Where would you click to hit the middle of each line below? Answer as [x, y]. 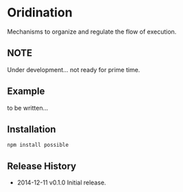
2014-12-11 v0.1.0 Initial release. [61, 182]
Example [26, 92]
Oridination [40, 13]
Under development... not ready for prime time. [74, 69]
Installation [32, 129]
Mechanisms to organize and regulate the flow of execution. [92, 32]
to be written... [28, 108]
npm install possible [38, 145]
